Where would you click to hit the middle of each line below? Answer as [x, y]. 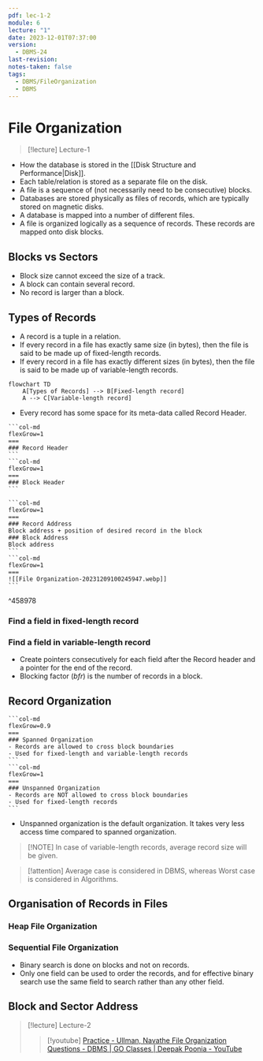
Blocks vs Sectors [53, 257]
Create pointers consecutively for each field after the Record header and [137, 659]
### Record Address [40, 524]
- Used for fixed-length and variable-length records [98, 753]
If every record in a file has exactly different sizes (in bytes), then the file [137, 361]
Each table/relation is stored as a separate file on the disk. [114, 181]
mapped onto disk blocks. [61, 232]
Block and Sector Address [73, 1006]
